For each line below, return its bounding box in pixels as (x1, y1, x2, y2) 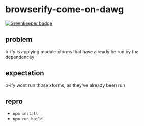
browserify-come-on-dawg (5, 4, 124, 15)
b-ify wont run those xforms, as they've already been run (5, 82, 125, 88)
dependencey (5, 54, 35, 60)
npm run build (12, 117, 43, 122)
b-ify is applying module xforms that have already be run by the (5, 48, 139, 54)
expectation (5, 69, 44, 77)
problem (5, 35, 33, 44)
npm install (12, 111, 38, 116)
